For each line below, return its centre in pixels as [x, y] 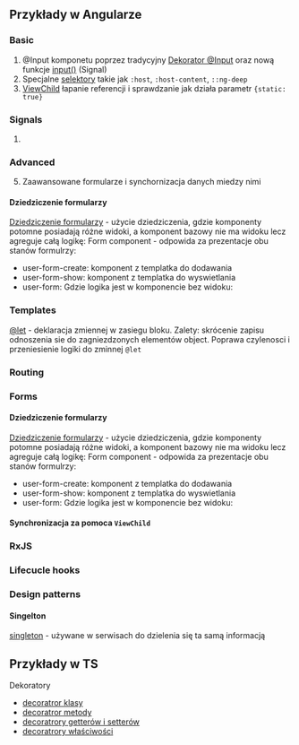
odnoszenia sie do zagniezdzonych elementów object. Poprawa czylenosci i [150, 339]
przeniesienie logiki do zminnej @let [75, 349]
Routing [27, 372]
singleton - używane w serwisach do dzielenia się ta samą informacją [137, 636]
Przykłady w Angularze [76, 15]
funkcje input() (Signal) [64, 69]
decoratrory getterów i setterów [81, 722]
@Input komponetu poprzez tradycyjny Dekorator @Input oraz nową [148, 60]
